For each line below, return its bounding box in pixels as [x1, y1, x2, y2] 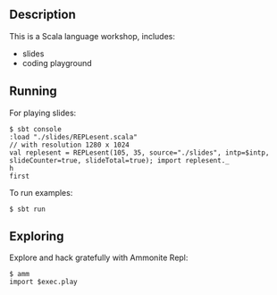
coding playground [21, 57, 92, 68]
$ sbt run [9, 205, 46, 214]
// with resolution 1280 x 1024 [9, 140, 130, 149]
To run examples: [9, 187, 73, 198]
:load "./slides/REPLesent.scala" [9, 132, 138, 141]
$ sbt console [9, 124, 63, 133]
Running [9, 84, 58, 99]
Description [9, 7, 76, 22]
